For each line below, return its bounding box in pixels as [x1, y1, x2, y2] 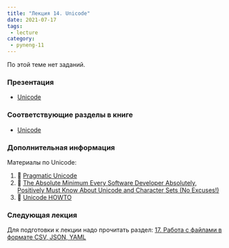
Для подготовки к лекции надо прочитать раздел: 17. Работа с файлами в [7, 226, 222, 234]
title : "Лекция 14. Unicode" [7, 10, 91, 17]
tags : [7, 23, 23, 29]
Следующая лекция [7, 210, 77, 219]
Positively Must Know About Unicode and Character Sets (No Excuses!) [16, 186, 219, 194]
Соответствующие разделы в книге [7, 110, 134, 120]
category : [7, 36, 36, 42]
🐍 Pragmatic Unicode [16, 171, 77, 180]
